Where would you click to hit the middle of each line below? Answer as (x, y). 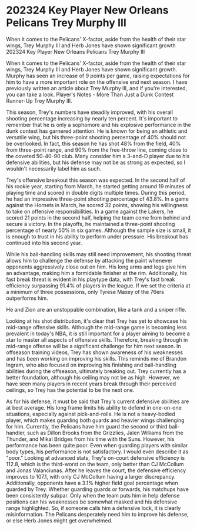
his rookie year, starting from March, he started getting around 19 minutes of (98, 186)
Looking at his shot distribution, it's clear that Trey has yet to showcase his (96, 321)
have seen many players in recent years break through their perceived (91, 384)
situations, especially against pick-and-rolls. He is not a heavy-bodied (91, 414)
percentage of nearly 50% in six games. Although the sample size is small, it (98, 230)
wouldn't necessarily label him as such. (54, 168)
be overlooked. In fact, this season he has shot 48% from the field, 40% (94, 143)
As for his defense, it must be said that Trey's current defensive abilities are (98, 401)
